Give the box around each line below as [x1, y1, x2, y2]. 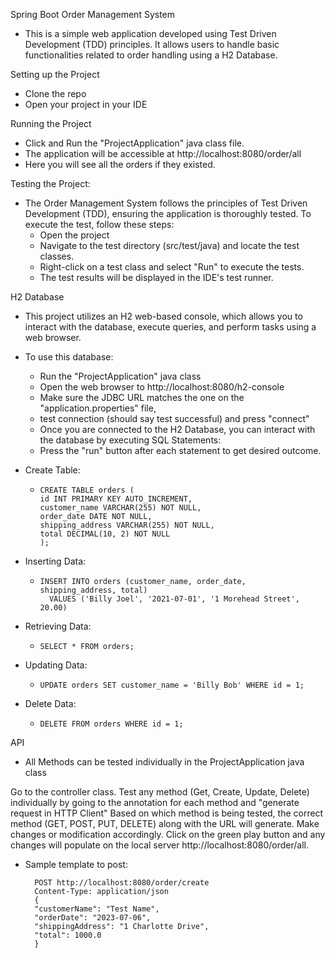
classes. [39, 250, 75, 262]
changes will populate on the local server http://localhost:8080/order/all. [10, 839, 310, 851]
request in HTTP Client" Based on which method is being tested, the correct [10, 807, 324, 819]
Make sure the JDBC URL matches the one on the [39, 392, 245, 403]
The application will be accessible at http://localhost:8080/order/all [24, 148, 302, 159]
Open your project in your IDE [24, 99, 148, 110]
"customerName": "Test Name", [34, 904, 160, 914]
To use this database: [24, 351, 114, 363]
